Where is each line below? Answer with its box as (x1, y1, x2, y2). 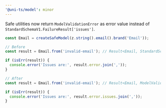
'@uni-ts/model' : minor (5, 7, 54, 12)
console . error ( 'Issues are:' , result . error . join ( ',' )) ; (9, 63, 127, 68)
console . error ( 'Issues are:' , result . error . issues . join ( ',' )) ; (9, 94, 143, 99)
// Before (5, 44, 26, 49)
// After (5, 76, 23, 81)
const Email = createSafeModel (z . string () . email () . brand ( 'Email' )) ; (5, 36, 149, 40)
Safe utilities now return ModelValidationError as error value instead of (5, 21, 150, 27)
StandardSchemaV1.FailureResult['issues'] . (5, 26, 95, 32)
